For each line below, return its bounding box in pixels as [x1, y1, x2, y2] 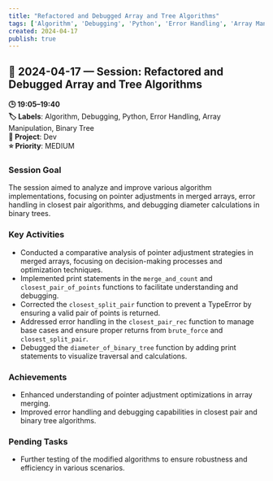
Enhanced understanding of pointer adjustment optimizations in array [19, 389, 253, 399]
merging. [19, 398, 51, 408]
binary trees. [8, 209, 51, 219]
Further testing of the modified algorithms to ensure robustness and [19, 454, 248, 464]
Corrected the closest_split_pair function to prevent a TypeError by [19, 299, 252, 309]
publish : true [8, 34, 57, 43]
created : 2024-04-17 [8, 27, 79, 35]
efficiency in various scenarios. [19, 463, 125, 473]
